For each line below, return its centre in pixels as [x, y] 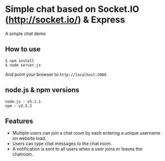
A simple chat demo [26, 33]
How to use [23, 49]
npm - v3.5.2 [19, 106]
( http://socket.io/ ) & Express [65, 20]
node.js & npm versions [42, 90]
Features [19, 121]
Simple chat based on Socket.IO [72, 9]
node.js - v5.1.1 [23, 101]
